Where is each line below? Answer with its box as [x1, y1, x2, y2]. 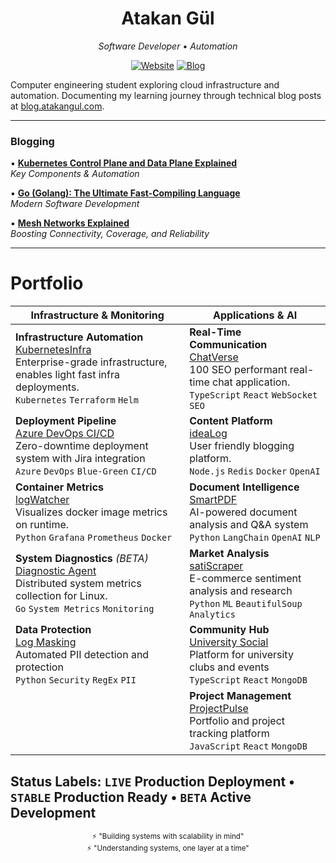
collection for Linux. [15, 589, 108, 603]
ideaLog [189, 427, 228, 441]
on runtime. [15, 518, 70, 532]
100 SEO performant [189, 363, 288, 377]
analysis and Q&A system [189, 518, 309, 532]
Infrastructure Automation [15, 330, 144, 344]
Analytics [189, 609, 236, 621]
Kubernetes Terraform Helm [15, 395, 139, 406]
